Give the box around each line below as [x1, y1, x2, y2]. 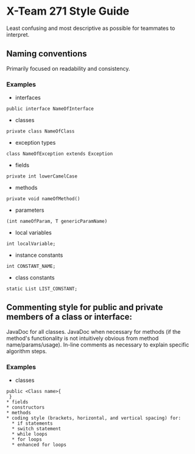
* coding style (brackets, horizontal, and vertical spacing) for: [6, 415, 182, 422]
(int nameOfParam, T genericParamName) [6, 218, 108, 225]
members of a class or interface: [6, 312, 133, 322]
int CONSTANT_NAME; [6, 264, 56, 270]
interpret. [6, 31, 30, 38]
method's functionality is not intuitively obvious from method [6, 334, 159, 342]
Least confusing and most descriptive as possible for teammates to [6, 24, 175, 32]
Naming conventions [6, 49, 87, 59]
